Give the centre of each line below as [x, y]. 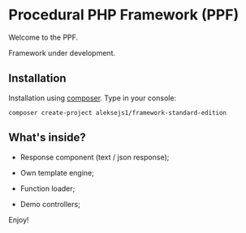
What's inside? [47, 138]
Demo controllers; [50, 204]
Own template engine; [57, 172]
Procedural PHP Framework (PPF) [124, 15]
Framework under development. [62, 53]
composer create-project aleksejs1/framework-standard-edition [118, 112]
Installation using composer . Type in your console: [93, 98]
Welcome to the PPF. [43, 37]
